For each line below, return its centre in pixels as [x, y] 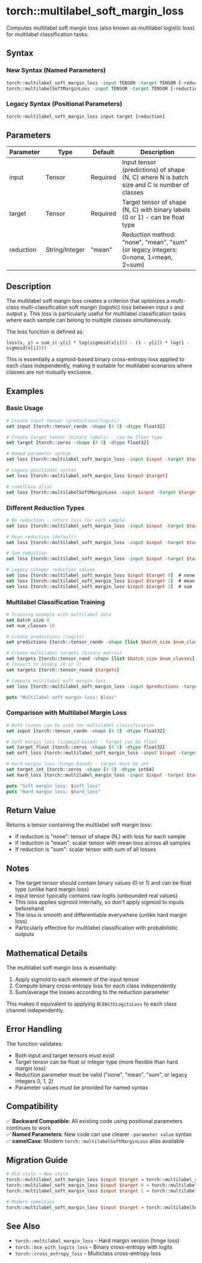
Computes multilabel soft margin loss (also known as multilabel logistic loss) [101, 28]
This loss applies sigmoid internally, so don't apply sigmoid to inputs [99, 902]
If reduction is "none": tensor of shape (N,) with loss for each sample [100, 837]
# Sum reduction [26, 553]
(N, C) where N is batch [155, 177]
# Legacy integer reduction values [51, 570]
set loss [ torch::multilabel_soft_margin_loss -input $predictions [93, 686]
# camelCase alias [29, 487]
